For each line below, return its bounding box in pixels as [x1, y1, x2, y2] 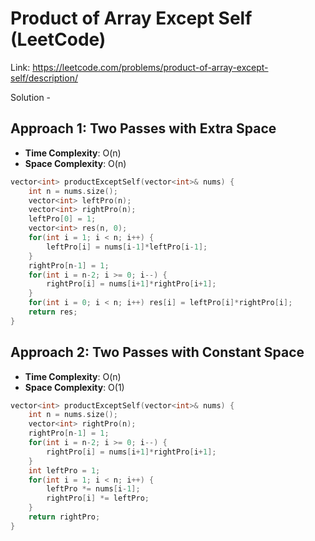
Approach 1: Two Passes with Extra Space [10, 120, 277, 137]
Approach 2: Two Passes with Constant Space [10, 344, 305, 361]
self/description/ [10, 72, 78, 84]
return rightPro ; [28, 512, 101, 522]
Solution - [10, 91, 52, 103]
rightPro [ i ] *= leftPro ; [46, 493, 150, 504]
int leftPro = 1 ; [28, 465, 101, 476]
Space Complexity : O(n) [24, 157, 127, 169]
